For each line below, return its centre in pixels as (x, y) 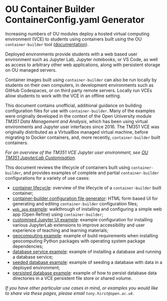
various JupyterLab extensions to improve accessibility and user (79, 225)
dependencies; (28, 246)
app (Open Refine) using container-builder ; (58, 214)
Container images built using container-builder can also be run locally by (81, 80)
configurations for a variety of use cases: (47, 178)
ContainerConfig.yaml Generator (75, 20)
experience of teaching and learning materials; (60, 230)
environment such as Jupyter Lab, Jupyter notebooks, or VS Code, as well (82, 59)
